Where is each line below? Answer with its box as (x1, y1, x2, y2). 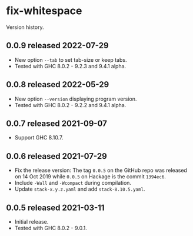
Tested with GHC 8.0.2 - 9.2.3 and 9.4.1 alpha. (14, 62, 127, 69)
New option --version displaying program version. (14, 95, 137, 102)
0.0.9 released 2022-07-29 (6, 41, 109, 51)
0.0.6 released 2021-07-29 (6, 151, 107, 161)
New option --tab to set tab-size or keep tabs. (14, 56, 128, 63)
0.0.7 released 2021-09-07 (6, 118, 107, 128)
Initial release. (14, 218, 49, 225)
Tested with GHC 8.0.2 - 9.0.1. (14, 225, 87, 231)
